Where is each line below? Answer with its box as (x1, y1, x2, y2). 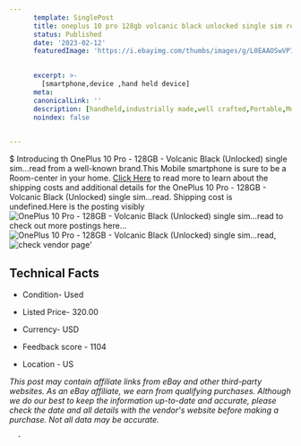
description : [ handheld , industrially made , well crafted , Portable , (32, 104, 287, 113)
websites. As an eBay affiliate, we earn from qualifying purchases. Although (9, 385, 291, 396)
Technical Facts (9, 266, 100, 281)
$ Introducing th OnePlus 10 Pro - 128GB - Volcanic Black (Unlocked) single (9, 153, 288, 164)
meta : (32, 87, 54, 97)
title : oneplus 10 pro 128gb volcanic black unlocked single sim (32, 22, 282, 31)
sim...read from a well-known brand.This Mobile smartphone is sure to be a (9, 163, 287, 174)
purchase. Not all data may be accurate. (9, 414, 159, 424)
